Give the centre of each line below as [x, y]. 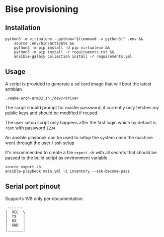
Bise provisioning [42, 9]
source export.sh [23, 167]
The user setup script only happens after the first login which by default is [81, 122]
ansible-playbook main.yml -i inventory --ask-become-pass [68, 171]
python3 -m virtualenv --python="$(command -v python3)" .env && [74, 39]
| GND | [15, 225]
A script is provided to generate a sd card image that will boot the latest [78, 84]
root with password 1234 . [31, 128]
